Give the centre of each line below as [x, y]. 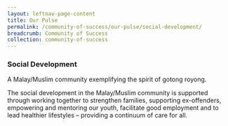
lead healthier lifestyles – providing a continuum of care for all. [98, 115]
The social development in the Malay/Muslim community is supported [108, 93]
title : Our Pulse [33, 20]
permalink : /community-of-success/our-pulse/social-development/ [105, 27]
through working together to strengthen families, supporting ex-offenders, [114, 100]
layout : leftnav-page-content [52, 14]
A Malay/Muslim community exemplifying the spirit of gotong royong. [107, 79]
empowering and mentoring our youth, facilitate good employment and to [113, 108]
